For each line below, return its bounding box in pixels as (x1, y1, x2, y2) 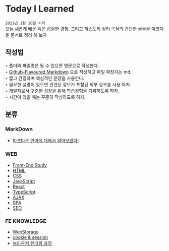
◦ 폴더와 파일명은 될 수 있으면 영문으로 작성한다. (5, 62, 99, 69)
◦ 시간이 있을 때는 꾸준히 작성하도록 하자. (5, 94, 86, 100)
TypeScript (12, 189, 36, 195)
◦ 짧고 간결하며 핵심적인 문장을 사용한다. (5, 75, 85, 81)
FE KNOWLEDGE (5, 217, 47, 224)
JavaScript (12, 178, 35, 184)
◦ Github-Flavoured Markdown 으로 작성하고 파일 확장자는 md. (5, 69, 132, 75)
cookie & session (12, 234, 48, 240)
